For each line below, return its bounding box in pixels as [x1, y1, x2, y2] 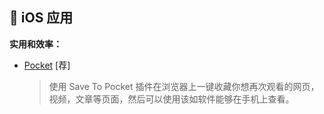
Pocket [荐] [23, 59, 71, 71]
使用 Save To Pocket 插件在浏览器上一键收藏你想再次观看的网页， [48, 80, 320, 92]
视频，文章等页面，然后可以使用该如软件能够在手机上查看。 [48, 93, 295, 105]
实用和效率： [9, 38, 62, 50]
